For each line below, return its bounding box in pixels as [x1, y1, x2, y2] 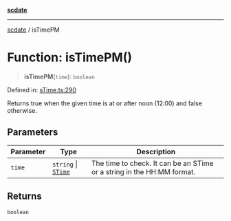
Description [136, 147, 176, 156]
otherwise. [7, 106, 38, 114]
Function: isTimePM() [7, 50, 133, 65]
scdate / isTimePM [7, 25, 60, 34]
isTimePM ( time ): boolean [23, 72, 95, 81]
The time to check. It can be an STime [91, 158, 214, 168]
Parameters [7, 127, 58, 138]
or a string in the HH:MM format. [91, 167, 196, 176]
